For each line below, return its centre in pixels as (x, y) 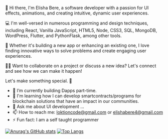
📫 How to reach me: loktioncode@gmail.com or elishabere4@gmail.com (88, 112)
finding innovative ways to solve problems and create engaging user (76, 51)
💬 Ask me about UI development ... (48, 106)
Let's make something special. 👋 (39, 81)
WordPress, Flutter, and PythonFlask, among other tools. (63, 36)
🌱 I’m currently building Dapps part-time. (54, 91)
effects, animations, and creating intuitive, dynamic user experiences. (77, 13)
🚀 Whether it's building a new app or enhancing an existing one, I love (77, 45)
